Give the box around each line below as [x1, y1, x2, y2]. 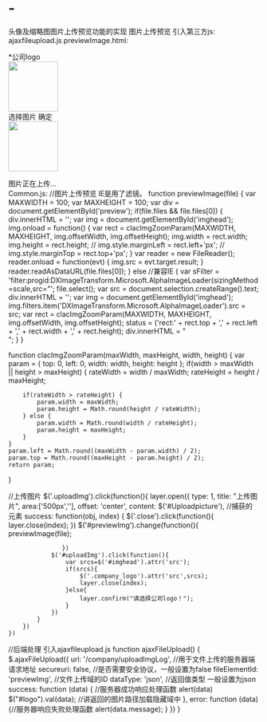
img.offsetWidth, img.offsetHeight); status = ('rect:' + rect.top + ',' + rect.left [8, 318, 257, 327]
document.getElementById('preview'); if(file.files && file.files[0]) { [8, 206, 223, 215]
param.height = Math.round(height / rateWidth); [37, 404, 202, 413]
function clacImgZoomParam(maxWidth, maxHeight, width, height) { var [8, 350, 245, 360]
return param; [8, 460, 56, 469]
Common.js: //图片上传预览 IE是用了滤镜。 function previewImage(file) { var [8, 188, 257, 198]
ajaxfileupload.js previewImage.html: [8, 35, 129, 45]
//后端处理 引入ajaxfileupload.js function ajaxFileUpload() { [8, 644, 201, 653]
